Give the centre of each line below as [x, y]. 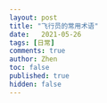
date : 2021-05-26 [45, 34]
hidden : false [36, 84]
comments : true [37, 51]
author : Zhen [33, 59]
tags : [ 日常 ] [32, 43]
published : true [39, 76]
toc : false [29, 68]
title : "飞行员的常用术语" [54, 26]
